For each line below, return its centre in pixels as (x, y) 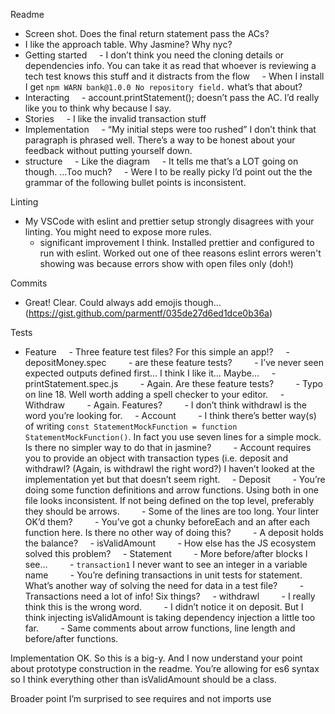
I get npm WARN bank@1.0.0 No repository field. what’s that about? (163, 87)
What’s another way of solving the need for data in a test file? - (164, 585)
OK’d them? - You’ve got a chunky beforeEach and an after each (167, 522)
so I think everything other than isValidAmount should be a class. (143, 679)
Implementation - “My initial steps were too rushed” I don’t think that (170, 129)
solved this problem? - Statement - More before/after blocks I (166, 553)
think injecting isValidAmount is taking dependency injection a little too (170, 617)
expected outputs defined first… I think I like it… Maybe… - (150, 373)
